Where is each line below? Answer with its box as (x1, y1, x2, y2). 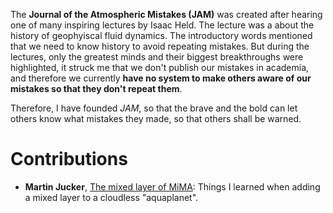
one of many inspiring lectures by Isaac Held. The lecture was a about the (10, 19, 315, 31)
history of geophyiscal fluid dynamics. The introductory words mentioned (10, 30, 313, 41)
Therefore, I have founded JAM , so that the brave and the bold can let (10, 102, 298, 114)
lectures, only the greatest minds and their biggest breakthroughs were (10, 51, 304, 63)
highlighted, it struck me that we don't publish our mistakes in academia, (10, 62, 310, 73)
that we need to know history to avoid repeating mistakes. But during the (10, 40, 310, 52)
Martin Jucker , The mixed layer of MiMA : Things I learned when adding (24, 180, 321, 193)
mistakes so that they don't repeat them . (10, 83, 183, 94)
